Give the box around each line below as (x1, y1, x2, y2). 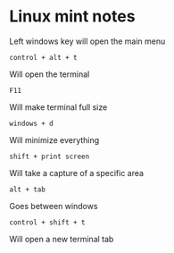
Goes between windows (9, 200, 98, 211)
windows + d (9, 119, 54, 128)
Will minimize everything (9, 134, 100, 145)
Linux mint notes (9, 6, 136, 27)
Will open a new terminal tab (9, 233, 114, 244)
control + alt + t (9, 53, 78, 62)
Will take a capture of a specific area (9, 167, 145, 178)
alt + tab (9, 185, 46, 194)
